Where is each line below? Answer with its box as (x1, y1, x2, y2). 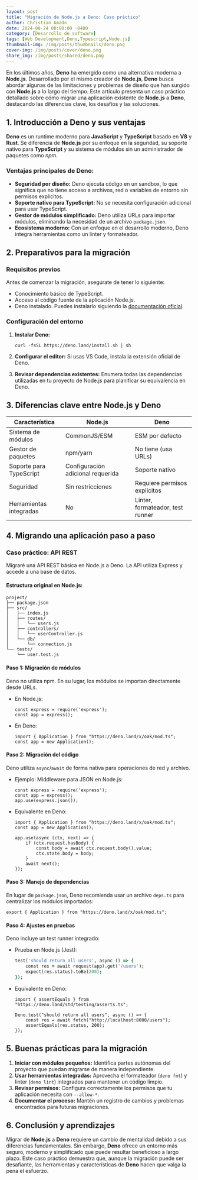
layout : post (6, 8, 38, 15)
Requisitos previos (6, 266, 61, 274)
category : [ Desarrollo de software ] (6, 31, 96, 37)
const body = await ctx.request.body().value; (36, 845, 153, 851)
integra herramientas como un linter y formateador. (14, 230, 139, 237)
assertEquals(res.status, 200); (25, 1022, 105, 1028)
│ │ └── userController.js (6, 631, 83, 637)
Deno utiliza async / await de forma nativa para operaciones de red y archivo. (6, 764, 190, 771)
